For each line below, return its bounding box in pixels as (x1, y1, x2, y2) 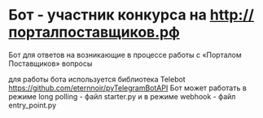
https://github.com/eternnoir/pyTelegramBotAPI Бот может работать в (8, 83, 247, 93)
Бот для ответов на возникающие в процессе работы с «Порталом (8, 50, 242, 59)
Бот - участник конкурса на (8, 6, 208, 24)
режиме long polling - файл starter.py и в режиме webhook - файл (8, 91, 236, 101)
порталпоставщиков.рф (8, 23, 181, 42)
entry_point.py (8, 100, 57, 110)
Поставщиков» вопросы (8, 59, 93, 68)
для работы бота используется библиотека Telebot (8, 74, 186, 84)
